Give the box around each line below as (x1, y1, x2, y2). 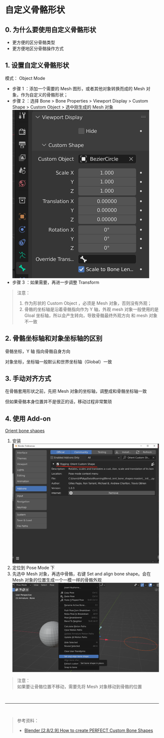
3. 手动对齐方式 (5, 375, 51, 383)
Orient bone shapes (5, 428, 45, 434)
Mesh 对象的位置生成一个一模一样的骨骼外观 (12, 577, 102, 583)
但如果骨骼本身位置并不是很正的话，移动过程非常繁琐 (5, 399, 112, 405)
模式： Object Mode (5, 75, 45, 81)
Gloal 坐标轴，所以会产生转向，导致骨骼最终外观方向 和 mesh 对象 (24, 312, 158, 318)
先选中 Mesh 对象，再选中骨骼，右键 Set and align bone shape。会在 (12, 571, 151, 577)
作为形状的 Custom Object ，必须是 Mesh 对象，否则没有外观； (24, 300, 152, 306)
